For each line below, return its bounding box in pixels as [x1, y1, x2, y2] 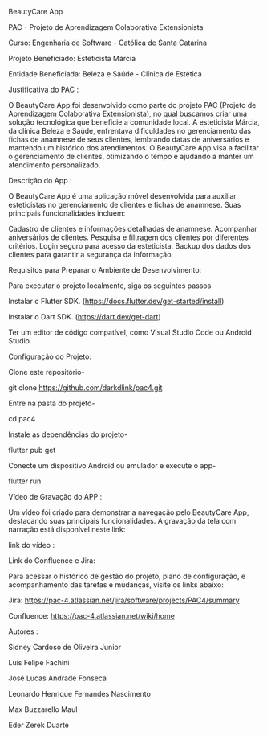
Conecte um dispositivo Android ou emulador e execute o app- [8, 461, 216, 470]
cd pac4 [8, 414, 36, 423]
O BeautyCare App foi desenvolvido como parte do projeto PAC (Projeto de [8, 101, 257, 109]
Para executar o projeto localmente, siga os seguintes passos [8, 281, 212, 290]
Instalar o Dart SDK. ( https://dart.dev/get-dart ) [8, 312, 162, 321]
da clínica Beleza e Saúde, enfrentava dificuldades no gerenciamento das [8, 126, 251, 135]
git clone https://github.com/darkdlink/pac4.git [8, 383, 163, 393]
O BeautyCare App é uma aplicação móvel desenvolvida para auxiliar [8, 191, 237, 200]
